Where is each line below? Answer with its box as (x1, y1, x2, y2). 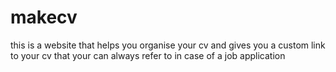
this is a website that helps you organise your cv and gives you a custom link (10, 39, 326, 51)
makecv (10, 6, 78, 29)
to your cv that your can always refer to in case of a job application (10, 49, 286, 61)
